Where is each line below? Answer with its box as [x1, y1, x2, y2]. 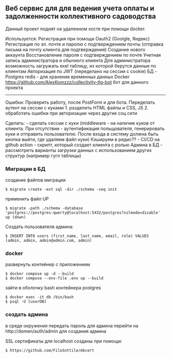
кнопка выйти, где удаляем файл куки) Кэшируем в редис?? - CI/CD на [5, 136, 160, 142]
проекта [5, 84, 23, 91]
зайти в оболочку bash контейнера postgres [5, 285, 101, 291]
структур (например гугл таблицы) [5, 152, 81, 159]
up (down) [5, 215, 26, 220]
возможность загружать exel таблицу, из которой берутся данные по [5, 62, 156, 69]
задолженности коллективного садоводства [5, 12, 156, 21]
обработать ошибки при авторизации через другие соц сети [5, 110, 137, 116]
